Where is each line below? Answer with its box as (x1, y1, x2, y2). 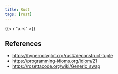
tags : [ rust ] (5, 12, 32, 17)
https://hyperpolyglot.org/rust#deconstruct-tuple (12, 53, 113, 59)
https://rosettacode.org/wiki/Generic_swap (12, 63, 101, 69)
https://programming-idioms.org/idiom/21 (12, 58, 98, 64)
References (5, 39, 42, 48)
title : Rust (5, 7, 30, 12)
